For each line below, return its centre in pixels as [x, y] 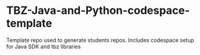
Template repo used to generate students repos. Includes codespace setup [100, 40]
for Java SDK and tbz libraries [44, 47]
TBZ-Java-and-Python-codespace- [98, 11]
